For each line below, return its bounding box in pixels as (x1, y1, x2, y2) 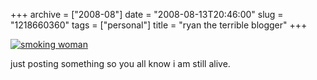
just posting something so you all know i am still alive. (10, 58, 231, 69)
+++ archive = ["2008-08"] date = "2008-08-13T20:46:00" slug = (10, 9, 284, 20)
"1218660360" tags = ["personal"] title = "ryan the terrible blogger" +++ (10, 19, 308, 31)
